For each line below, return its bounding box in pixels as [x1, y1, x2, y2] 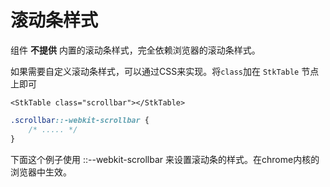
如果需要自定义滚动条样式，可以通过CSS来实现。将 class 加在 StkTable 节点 [10, 65, 320, 77]
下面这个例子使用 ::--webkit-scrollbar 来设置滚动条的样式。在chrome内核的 [10, 153, 320, 165]
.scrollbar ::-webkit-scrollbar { [10, 115, 150, 125]
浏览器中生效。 [10, 166, 72, 178]
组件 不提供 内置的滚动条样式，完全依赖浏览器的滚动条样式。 [10, 44, 261, 56]
